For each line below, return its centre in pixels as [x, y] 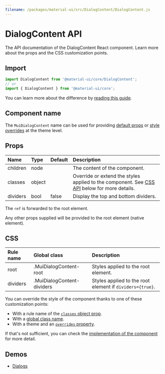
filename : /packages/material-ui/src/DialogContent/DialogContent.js [78, 10]
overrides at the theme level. [34, 130]
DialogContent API [43, 34]
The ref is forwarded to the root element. [47, 208]
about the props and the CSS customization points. [57, 53]
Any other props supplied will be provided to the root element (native [75, 218]
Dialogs [20, 366]
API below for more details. [104, 188]
